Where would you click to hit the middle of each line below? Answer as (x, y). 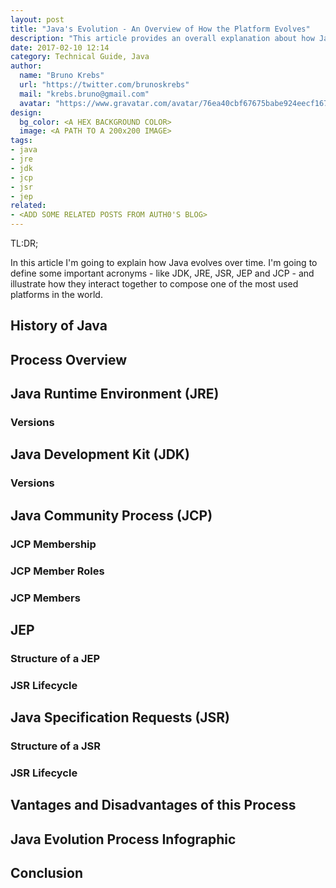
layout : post (37, 19)
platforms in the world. (56, 294)
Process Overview (69, 359)
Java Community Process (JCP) (111, 515)
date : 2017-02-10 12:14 (60, 47)
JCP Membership (53, 544)
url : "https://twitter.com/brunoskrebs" (104, 85)
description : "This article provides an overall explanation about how (162, 38)
